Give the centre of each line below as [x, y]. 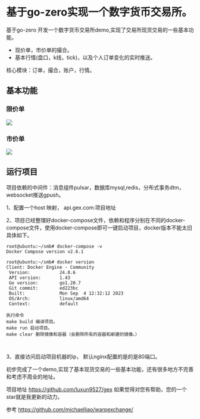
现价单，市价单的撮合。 [43, 50]
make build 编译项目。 [32, 322]
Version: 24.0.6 [42, 272]
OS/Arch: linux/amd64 [49, 299]
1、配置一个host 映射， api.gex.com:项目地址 [61, 207]
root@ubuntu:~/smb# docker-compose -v [54, 246]
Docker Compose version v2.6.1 [45, 252]
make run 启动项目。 [29, 328]
